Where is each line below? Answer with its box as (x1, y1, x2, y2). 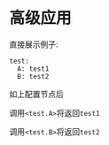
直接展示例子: (9, 39, 59, 50)
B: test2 (17, 72, 50, 80)
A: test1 (17, 64, 50, 73)
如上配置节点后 (9, 88, 64, 99)
